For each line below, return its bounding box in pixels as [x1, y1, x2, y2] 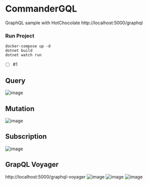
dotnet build [5, 48, 33, 53]
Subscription [5, 132, 47, 141]
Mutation [5, 104, 34, 113]
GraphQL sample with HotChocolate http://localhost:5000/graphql [5, 20, 143, 26]
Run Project [5, 32, 34, 39]
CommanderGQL [5, 3, 77, 15]
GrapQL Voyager [5, 160, 59, 169]
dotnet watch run [5, 52, 42, 58]
